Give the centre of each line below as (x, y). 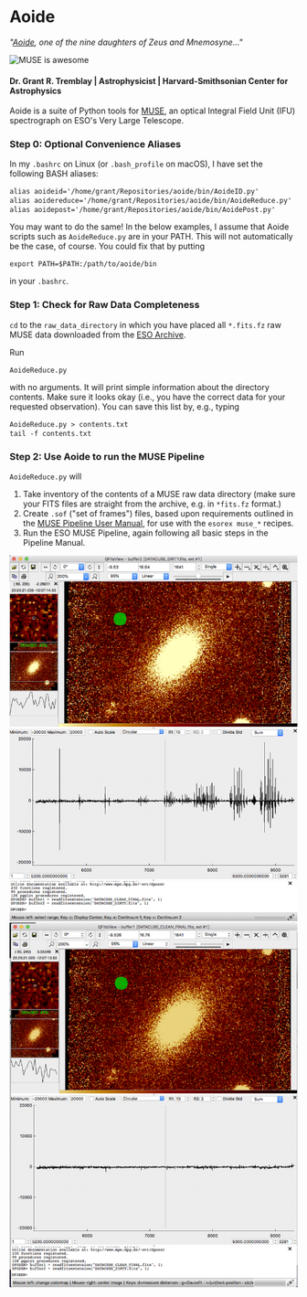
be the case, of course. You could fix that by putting (107, 246)
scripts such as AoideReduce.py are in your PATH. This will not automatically (152, 237)
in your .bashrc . (39, 282)
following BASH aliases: (54, 174)
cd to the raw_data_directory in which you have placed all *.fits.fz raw (145, 324)
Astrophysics (36, 90)
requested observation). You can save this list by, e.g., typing (125, 406)
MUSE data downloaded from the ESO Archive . (98, 335)
